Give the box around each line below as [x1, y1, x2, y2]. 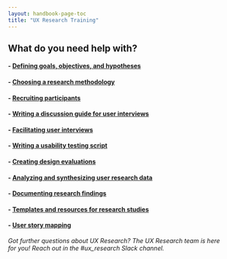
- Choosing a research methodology [8, 78, 115, 86]
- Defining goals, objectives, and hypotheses [8, 62, 142, 70]
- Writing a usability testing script [8, 141, 108, 150]
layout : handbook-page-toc [8, 10, 87, 17]
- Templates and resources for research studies [8, 205, 149, 213]
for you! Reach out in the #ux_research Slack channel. [8, 244, 165, 253]
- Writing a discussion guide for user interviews [8, 109, 149, 118]
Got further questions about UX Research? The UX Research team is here [8, 237, 221, 245]
